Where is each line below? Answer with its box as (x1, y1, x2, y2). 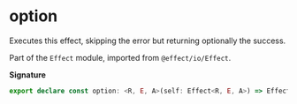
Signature (9, 69, 47, 80)
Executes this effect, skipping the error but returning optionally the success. (9, 35, 286, 46)
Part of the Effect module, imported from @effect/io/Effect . (9, 52, 232, 63)
